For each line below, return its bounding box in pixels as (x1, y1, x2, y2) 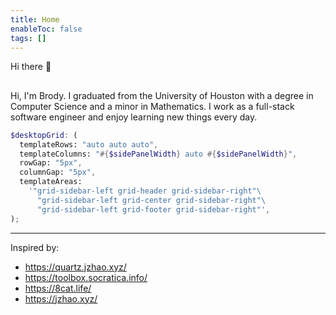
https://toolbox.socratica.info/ (24, 271, 148, 283)
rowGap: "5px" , (19, 158, 83, 168)
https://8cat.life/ (24, 282, 92, 294)
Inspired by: (10, 241, 60, 253)
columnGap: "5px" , (19, 167, 97, 178)
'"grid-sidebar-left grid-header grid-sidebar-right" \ (28, 186, 262, 196)
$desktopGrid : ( (10, 130, 78, 140)
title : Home (10, 14, 60, 25)
